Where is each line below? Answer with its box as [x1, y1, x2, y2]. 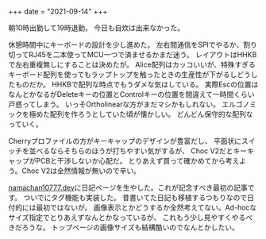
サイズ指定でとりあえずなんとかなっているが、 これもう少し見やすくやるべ [8, 213, 253, 222]
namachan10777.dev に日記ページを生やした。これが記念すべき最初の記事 [8, 183, 249, 192]
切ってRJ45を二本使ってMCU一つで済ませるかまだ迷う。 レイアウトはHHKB [8, 50, 257, 59]
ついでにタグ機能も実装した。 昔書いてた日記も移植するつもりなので [23, 193, 248, 202]
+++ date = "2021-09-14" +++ [8, 7, 108, 16]
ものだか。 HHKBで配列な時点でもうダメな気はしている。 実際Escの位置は [14, 79, 259, 89]
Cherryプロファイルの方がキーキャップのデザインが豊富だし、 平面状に [8, 137, 242, 145]
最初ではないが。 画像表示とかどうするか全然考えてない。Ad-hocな [35, 202, 257, 212]
